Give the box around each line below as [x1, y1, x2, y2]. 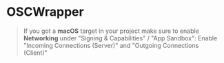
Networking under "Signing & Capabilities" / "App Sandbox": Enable [23, 34, 218, 42]
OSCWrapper [6, 4, 84, 20]
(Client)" [23, 49, 48, 57]
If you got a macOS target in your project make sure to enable [23, 27, 199, 35]
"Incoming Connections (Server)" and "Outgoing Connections [23, 41, 199, 49]
